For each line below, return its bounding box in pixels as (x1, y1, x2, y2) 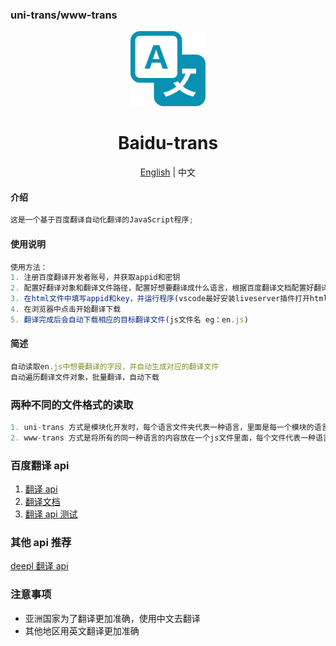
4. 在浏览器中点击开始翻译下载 (10, 304, 122, 315)
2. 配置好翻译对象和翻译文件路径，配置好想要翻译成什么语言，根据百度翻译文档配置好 (10, 283, 315, 293)
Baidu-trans (117, 132, 219, 155)
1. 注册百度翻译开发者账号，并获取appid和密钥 (10, 273, 181, 283)
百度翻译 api (10, 458, 70, 472)
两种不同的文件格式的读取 (10, 398, 134, 412)
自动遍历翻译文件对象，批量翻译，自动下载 (10, 372, 160, 382)
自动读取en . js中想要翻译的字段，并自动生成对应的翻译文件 (10, 361, 220, 372)
